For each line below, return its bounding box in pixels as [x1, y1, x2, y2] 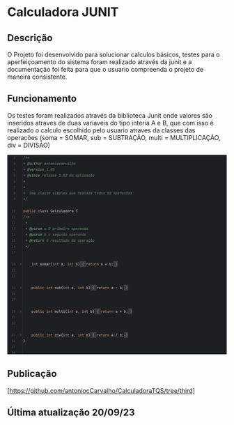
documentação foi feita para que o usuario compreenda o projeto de [7, 65, 204, 73]
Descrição [7, 32, 53, 44]
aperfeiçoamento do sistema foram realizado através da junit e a [7, 58, 192, 66]
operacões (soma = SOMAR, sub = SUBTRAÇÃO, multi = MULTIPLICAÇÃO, [7, 133, 221, 141]
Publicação [7, 368, 57, 380]
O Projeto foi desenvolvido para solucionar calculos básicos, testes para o [7, 50, 220, 59]
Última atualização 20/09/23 [7, 407, 135, 419]
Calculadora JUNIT [7, 4, 119, 20]
